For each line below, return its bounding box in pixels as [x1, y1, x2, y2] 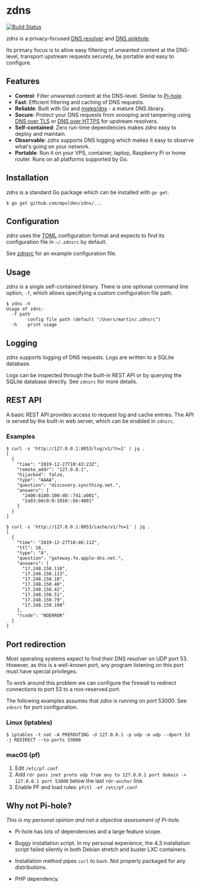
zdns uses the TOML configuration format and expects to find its [6, 232, 165, 239]
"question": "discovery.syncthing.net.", [17, 482, 121, 489]
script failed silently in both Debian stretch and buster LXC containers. [14, 846, 187, 853]
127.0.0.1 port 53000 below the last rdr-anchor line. [14, 777, 144, 784]
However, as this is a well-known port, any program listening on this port [6, 661, 184, 668]
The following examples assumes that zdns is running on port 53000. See [6, 697, 187, 704]
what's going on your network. [14, 142, 90, 150]
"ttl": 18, [17, 545, 44, 551]
